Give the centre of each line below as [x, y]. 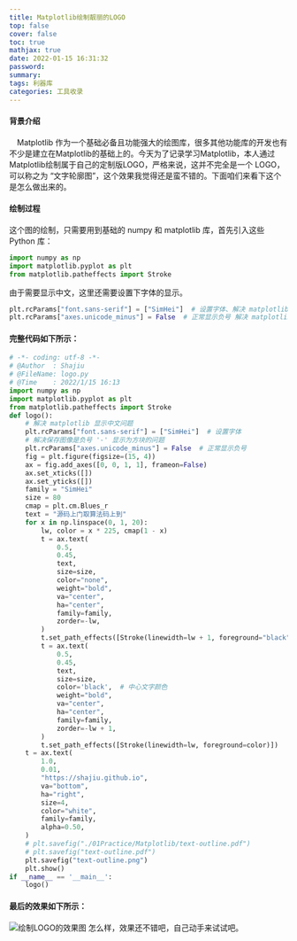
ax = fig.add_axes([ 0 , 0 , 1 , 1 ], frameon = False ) [116, 465]
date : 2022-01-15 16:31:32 [59, 58]
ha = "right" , [63, 794]
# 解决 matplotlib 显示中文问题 [79, 424]
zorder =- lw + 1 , [86, 728]
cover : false [33, 34]
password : [27, 67]
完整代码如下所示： [44, 338]
